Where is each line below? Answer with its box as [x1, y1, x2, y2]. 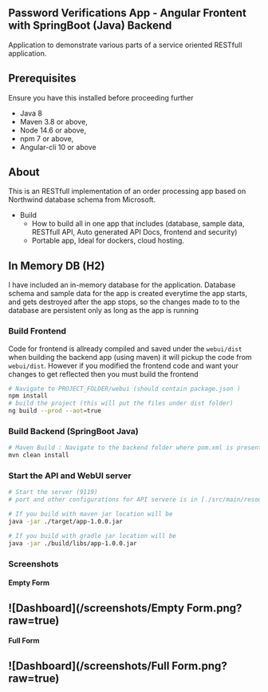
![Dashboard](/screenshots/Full [8, 658, 170, 673]
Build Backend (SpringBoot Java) [8, 425, 139, 437]
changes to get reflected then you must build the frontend [8, 369, 199, 378]
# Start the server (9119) [8, 488, 98, 496]
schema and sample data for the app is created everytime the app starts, [8, 289, 247, 299]
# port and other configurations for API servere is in [8, 496, 198, 504]
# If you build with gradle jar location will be [8, 532, 177, 540]
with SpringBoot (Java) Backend [8, 19, 172, 33]
